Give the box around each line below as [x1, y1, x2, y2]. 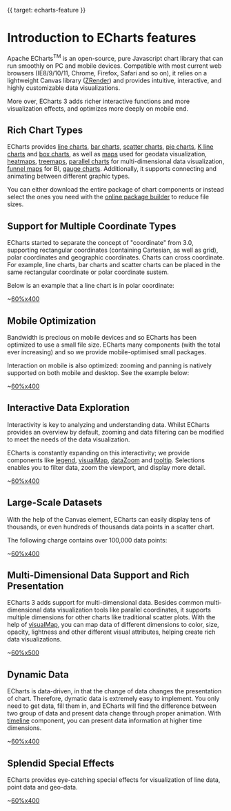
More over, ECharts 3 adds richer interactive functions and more [7, 97, 190, 105]
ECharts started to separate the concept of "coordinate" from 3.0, [7, 239, 194, 247]
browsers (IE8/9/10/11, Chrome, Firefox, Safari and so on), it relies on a [7, 69, 208, 77]
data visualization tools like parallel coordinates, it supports [43, 605, 212, 614]
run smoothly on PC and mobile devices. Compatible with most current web [7, 62, 222, 70]
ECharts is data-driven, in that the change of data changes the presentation [7, 687, 222, 695]
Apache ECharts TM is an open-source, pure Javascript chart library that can [7, 53, 223, 62]
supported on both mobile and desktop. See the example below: [7, 369, 190, 377]
